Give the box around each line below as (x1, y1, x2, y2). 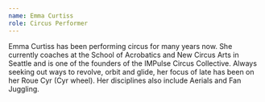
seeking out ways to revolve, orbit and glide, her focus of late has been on (8, 67, 255, 76)
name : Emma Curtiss (8, 11, 74, 20)
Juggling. (8, 84, 40, 93)
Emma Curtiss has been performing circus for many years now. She (8, 41, 233, 51)
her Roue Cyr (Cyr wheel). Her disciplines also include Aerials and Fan (8, 75, 242, 85)
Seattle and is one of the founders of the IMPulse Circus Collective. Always (8, 58, 258, 68)
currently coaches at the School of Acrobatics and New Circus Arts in (8, 50, 239, 59)
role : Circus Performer (8, 19, 89, 27)
